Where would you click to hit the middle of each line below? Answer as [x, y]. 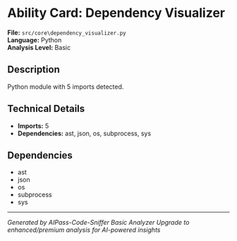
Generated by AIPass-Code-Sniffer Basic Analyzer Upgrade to [98, 223]
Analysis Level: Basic [39, 47]
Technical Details [46, 109]
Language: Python [35, 39]
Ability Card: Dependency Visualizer [116, 13]
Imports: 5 [33, 125]
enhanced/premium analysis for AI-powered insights [84, 230]
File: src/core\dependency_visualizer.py [67, 32]
